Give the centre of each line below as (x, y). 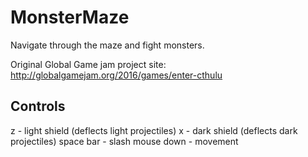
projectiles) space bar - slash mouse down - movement (124, 141)
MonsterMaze (70, 17)
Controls (38, 106)
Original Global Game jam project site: (88, 64)
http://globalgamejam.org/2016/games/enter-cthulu (116, 75)
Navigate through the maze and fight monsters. (107, 45)
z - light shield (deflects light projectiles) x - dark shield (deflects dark (154, 130)
